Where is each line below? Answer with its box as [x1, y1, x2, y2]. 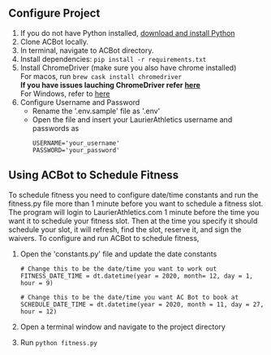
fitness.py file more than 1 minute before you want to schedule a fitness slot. [8, 199, 264, 208]
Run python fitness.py [19, 337, 97, 347]
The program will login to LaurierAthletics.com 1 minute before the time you [8, 207, 260, 217]
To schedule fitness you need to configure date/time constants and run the [8, 190, 259, 199]
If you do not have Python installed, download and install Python [19, 28, 235, 37]
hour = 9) [19, 278, 54, 287]
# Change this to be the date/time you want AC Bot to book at [19, 293, 239, 301]
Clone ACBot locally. [19, 37, 89, 46]
